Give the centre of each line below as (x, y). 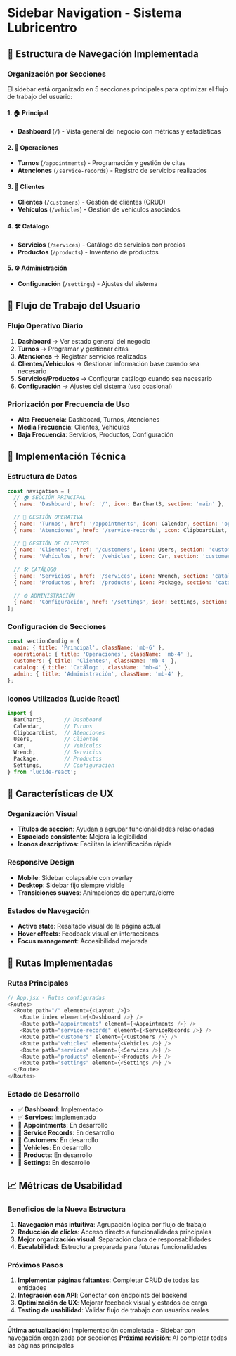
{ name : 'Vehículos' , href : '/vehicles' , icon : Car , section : (106, 557)
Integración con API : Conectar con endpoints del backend (102, 1296)
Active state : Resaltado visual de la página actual (89, 926)
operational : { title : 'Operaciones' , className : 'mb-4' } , (103, 654)
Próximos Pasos (35, 1265)
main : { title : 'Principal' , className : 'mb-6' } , (89, 648)
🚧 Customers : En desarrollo (58, 1140)
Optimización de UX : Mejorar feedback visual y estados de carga (112, 1303)
